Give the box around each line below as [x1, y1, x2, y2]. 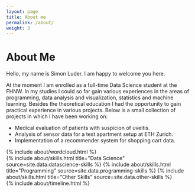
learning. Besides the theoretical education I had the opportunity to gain [6, 100, 181, 108]
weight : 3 [6, 25, 31, 31]
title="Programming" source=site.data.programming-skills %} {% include [6, 167, 184, 174]
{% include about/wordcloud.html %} [6, 148, 97, 155]
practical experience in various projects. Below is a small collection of [6, 107, 176, 114]
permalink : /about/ [6, 19, 54, 25]
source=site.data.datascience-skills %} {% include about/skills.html [6, 161, 171, 168]
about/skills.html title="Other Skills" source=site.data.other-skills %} [6, 174, 173, 181]
